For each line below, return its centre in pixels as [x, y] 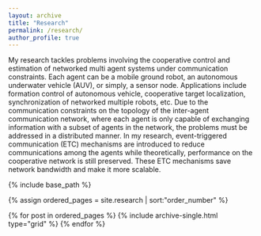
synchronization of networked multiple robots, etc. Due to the [108, 102]
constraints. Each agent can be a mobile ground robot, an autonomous [123, 77]
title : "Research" [38, 23]
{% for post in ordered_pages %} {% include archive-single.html [113, 215]
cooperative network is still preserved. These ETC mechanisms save [120, 161]
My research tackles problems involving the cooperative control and [119, 60]
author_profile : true [44, 38]
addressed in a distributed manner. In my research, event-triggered [117, 136]
